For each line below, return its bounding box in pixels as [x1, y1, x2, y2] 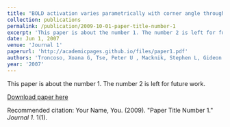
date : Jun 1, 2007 [7, 36, 60, 42]
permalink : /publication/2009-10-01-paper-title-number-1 [7, 23, 176, 29]
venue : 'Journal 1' [7, 42, 63, 48]
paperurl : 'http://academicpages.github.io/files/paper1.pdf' [7, 48, 188, 55]
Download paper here [7, 93, 68, 101]
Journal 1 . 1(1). [7, 113, 48, 122]
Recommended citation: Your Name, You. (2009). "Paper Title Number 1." [7, 106, 214, 114]
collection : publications [7, 16, 81, 23]
